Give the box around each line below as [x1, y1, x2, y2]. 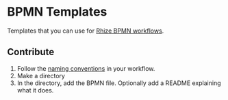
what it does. [16, 86, 54, 94]
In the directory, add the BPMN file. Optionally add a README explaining [16, 79, 221, 87]
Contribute [7, 46, 55, 58]
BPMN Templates [7, 4, 107, 20]
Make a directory [16, 71, 65, 80]
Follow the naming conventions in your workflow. [16, 64, 155, 72]
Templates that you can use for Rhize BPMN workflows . [7, 27, 164, 35]
